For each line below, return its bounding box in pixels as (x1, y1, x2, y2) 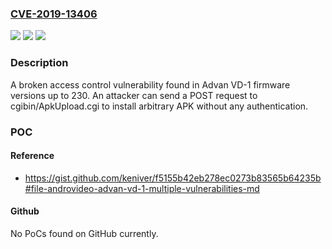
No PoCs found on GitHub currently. (10, 227, 159, 239)
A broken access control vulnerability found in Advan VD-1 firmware (10, 78, 291, 91)
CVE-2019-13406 (10, 7, 98, 21)
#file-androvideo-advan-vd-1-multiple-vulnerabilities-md (24, 182, 260, 194)
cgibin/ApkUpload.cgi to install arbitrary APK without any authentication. (10, 100, 309, 112)
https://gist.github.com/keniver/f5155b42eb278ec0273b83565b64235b (24, 172, 322, 184)
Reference (10, 150, 55, 162)
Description (10, 56, 69, 70)
